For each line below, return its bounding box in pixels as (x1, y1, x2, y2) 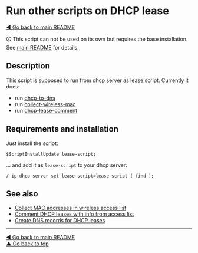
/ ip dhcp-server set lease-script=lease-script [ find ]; (6, 173, 154, 179)
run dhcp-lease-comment (14, 107, 78, 114)
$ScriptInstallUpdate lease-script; (6, 151, 96, 157)
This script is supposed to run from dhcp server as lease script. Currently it (6, 77, 189, 84)
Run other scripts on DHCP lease (6, 4, 169, 18)
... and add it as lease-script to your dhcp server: (6, 161, 128, 169)
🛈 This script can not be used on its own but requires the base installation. (6, 35, 188, 42)
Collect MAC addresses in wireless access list (14, 205, 127, 212)
